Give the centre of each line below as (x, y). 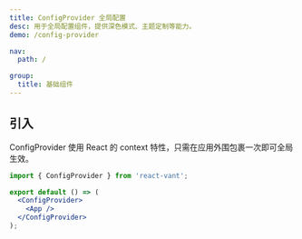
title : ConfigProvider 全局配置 (68, 18)
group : (22, 76)
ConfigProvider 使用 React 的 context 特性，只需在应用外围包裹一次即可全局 (151, 147)
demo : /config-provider (54, 35)
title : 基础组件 (46, 85)
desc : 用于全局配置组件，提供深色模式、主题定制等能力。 (103, 26)
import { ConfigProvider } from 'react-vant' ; (99, 175)
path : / (32, 60)
